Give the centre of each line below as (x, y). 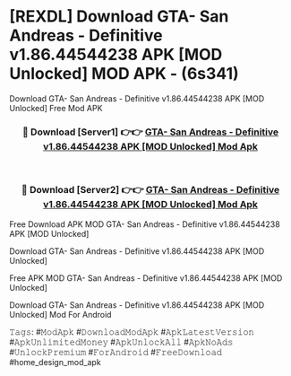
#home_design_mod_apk (55, 362)
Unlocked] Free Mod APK (56, 108)
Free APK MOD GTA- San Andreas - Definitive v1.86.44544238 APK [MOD (146, 278)
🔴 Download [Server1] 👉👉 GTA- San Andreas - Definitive (150, 132)
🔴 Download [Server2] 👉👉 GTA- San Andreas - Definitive (150, 190)
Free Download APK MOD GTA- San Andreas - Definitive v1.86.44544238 (145, 224)
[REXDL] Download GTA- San (119, 17)
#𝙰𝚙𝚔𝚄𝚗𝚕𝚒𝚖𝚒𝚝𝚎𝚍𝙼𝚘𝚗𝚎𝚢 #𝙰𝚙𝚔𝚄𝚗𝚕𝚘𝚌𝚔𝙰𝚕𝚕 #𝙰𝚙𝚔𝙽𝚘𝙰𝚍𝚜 (121, 342)
